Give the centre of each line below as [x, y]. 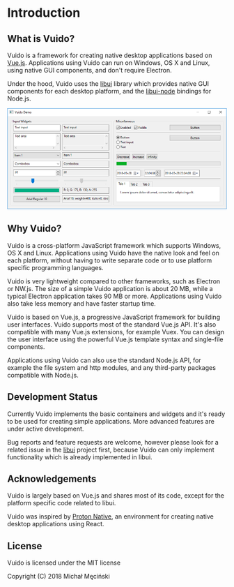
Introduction [44, 13]
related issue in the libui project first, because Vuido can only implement [111, 449]
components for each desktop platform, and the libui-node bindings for [109, 91]
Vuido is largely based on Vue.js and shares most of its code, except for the [116, 496]
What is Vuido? [41, 39]
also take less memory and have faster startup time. [82, 303]
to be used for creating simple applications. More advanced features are [111, 421]
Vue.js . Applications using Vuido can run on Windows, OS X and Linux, [109, 63]
